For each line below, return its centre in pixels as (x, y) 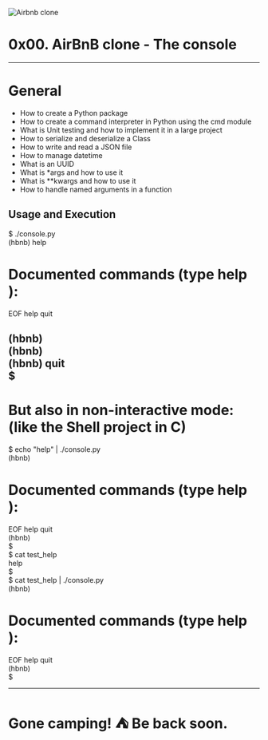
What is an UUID (47, 164)
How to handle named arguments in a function (96, 189)
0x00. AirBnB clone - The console (123, 45)
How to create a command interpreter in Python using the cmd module (136, 121)
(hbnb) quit (37, 364)
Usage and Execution (62, 214)
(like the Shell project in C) (97, 427)
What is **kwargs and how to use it (78, 180)
